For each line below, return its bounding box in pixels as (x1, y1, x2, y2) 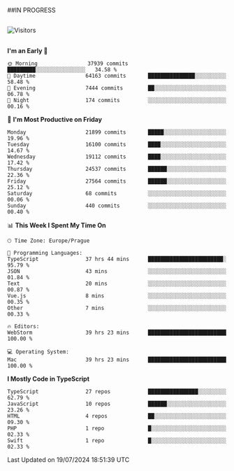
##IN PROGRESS (7, 6, 56, 14)
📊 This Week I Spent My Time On (7, 220, 106, 230)
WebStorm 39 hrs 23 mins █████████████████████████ (7, 329, 227, 336)
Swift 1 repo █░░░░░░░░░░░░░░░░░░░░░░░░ (7, 437, 227, 444)
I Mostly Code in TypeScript (7, 374, 89, 383)
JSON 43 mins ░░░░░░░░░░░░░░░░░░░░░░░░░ (7, 267, 227, 275)
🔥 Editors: (7, 323, 40, 330)
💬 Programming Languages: (7, 249, 82, 256)
